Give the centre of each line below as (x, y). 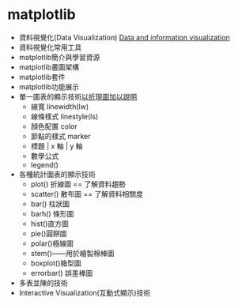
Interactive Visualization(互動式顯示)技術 (85, 292)
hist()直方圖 (49, 224)
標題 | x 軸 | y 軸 (57, 146)
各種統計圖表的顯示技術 (57, 174)
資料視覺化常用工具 (50, 47)
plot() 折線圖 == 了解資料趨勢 (78, 184)
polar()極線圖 (52, 243)
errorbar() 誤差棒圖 (62, 273)
